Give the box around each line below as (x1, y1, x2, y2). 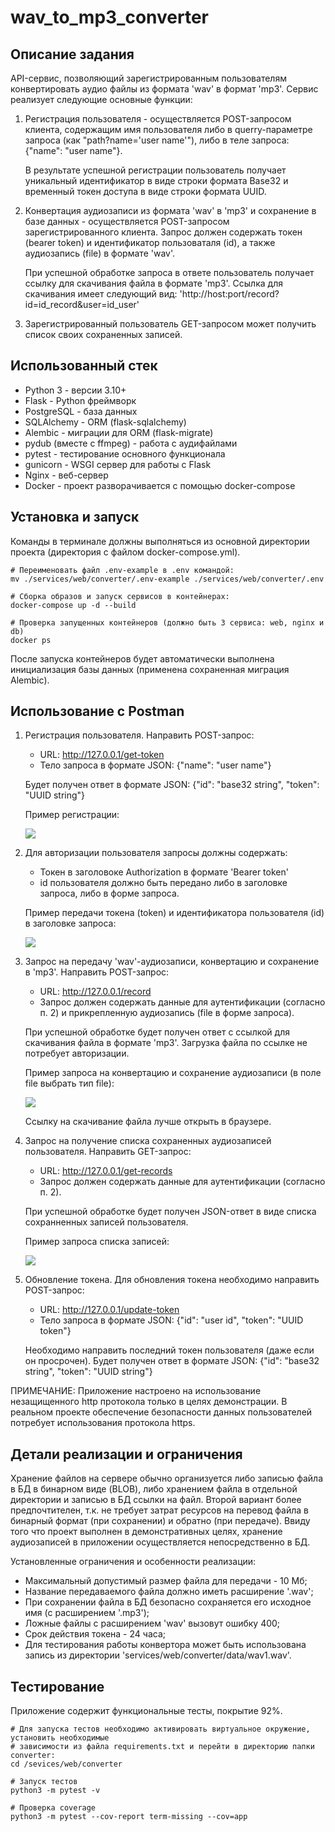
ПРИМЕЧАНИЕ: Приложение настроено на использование (10, 1385, 262, 1397)
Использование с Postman (10, 703, 185, 720)
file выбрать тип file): (24, 1077, 115, 1090)
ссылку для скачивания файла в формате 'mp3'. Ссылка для (24, 277, 283, 289)
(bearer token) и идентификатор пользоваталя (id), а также (24, 237, 276, 248)
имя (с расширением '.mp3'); (24, 1607, 150, 1619)
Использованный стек (10, 357, 158, 375)
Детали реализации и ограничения (10, 1446, 243, 1463)
